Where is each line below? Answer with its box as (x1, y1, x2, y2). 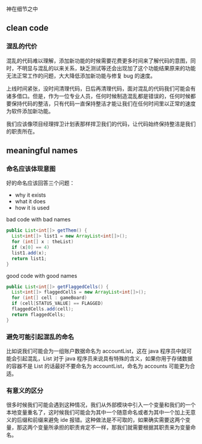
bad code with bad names (6, 216, 71, 223)
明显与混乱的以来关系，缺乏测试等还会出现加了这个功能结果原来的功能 (22, 64, 196, 72)
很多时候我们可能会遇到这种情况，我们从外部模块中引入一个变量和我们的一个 (6, 401, 196, 409)
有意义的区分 (6, 386, 44, 395)
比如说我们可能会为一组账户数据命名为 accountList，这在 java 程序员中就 (6, 347, 187, 354)
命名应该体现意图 (6, 165, 56, 173)
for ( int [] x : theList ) (11, 239, 74, 245)
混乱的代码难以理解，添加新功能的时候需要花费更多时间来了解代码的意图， (6, 57, 191, 64)
